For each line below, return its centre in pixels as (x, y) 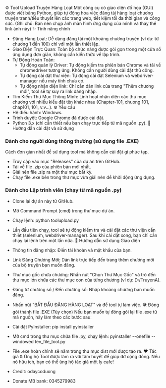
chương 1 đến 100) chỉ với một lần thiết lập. (56, 44)
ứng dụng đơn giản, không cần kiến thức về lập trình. (66, 54)
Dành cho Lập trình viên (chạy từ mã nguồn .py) (63, 190)
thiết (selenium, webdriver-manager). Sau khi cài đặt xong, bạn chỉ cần (85, 235)
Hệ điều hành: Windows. (37, 112)
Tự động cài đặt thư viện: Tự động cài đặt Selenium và (75, 75)
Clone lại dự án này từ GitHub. (43, 201)
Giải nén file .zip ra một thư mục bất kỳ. (52, 172)
